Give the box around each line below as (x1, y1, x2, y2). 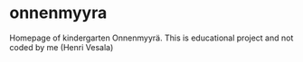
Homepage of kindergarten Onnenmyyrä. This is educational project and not (9, 32, 294, 43)
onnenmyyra (9, 3, 108, 23)
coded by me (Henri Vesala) (9, 41, 114, 52)
